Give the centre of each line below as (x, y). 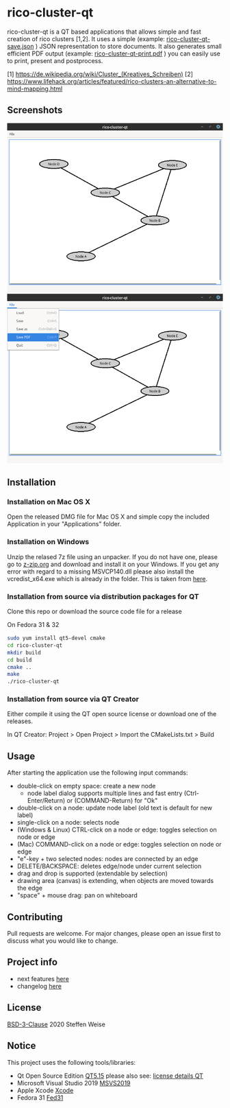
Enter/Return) (46, 801)
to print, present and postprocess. (55, 60)
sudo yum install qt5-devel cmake (56, 638)
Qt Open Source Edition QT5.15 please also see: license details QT (110, 1076)
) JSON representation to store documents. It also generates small (129, 46)
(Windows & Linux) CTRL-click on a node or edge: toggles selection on (117, 830)
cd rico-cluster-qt (35, 645)
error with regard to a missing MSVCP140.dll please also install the (101, 571)
